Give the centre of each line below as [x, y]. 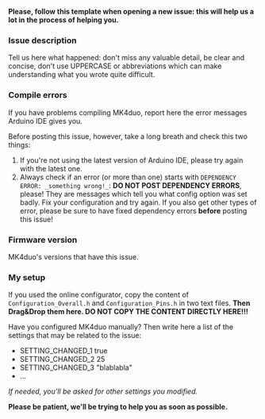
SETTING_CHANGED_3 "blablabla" [76, 367]
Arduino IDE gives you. [46, 121]
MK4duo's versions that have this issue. [73, 256]
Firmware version [43, 240]
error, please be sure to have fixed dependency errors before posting [133, 210]
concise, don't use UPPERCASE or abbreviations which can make [115, 66]
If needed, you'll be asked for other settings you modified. [103, 391]
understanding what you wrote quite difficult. [82, 75]
